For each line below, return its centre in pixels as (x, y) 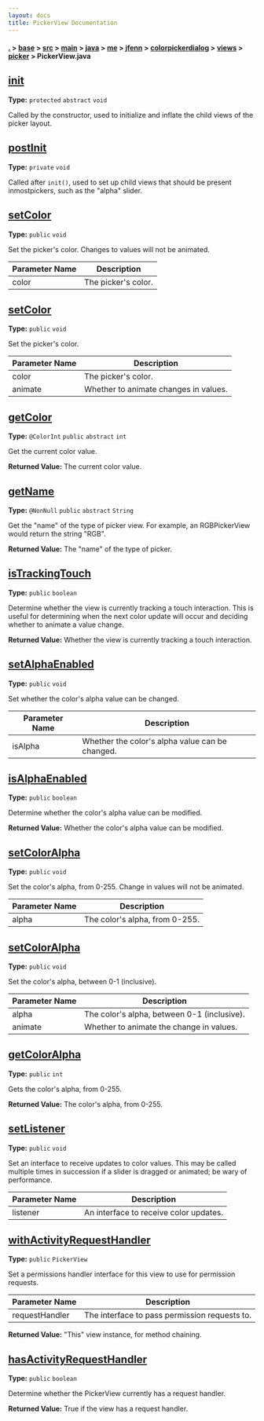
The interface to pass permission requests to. (168, 1315)
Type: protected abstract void (58, 100)
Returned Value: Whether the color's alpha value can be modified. (116, 828)
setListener (37, 1129)
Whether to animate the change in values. (161, 1027)
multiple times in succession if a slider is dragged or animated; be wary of (128, 1171)
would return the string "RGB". (57, 533)
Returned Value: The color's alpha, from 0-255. (86, 1104)
